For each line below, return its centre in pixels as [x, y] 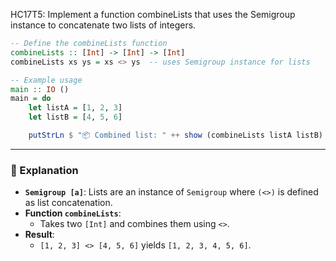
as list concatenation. [68, 203]
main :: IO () [40, 89]
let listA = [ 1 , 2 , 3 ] [75, 108]
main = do [31, 99]
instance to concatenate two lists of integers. [103, 25]
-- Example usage [46, 80]
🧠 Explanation [44, 170]
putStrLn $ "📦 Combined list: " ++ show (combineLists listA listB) [175, 135]
